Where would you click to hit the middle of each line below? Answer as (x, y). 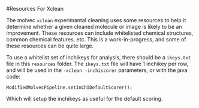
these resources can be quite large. (50, 46)
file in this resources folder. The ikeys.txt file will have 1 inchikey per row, (97, 64)
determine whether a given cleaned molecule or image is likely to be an (94, 27)
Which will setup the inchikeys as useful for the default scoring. (85, 99)
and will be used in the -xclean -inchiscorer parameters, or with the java (97, 70)
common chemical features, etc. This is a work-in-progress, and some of (96, 39)
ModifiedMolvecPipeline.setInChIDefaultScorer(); (70, 88)
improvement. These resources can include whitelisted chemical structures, (100, 33)
